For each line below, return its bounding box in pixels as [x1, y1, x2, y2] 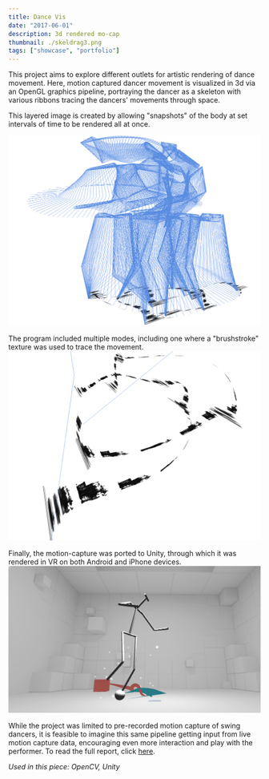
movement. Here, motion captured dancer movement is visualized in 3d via [8, 79, 256, 88]
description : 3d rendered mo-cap [8, 30, 120, 38]
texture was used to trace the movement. [8, 341, 144, 352]
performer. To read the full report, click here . [8, 746, 156, 757]
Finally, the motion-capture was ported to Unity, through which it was [8, 548, 237, 558]
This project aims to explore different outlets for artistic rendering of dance [8, 70, 255, 79]
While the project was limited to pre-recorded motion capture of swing [8, 721, 241, 731]
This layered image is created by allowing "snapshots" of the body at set [8, 111, 248, 120]
